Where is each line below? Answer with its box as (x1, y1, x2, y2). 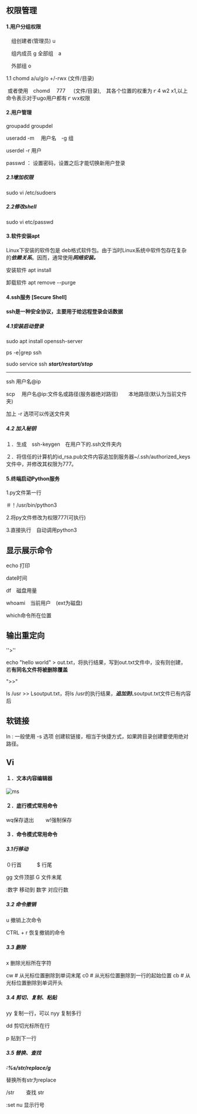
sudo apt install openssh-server (6, 338, 83, 345)
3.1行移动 (6, 845, 29, 852)
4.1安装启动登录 (6, 322, 44, 330)
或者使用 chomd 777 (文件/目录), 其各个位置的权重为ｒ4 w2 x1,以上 (7, 87, 188, 94)
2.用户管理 (6, 109, 32, 116)
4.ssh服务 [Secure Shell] (6, 293, 67, 300)
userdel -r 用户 (6, 147, 42, 154)
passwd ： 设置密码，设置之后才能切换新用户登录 (6, 159, 125, 166)
